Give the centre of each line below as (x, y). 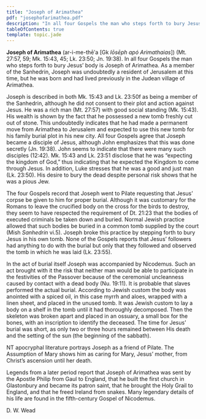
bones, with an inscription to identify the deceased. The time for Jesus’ (96, 323)
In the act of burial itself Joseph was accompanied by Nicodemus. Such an (101, 264)
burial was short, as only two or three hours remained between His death (98, 329)
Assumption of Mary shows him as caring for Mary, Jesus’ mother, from (97, 354)
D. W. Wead (21, 410)
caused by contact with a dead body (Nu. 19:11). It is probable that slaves (98, 283)
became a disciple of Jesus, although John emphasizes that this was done (101, 142)
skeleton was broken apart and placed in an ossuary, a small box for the (97, 316)
